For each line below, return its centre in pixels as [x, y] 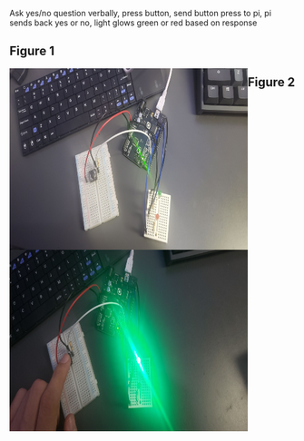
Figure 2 [272, 82]
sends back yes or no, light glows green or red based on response [133, 23]
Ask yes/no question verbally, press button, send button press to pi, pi [141, 13]
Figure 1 [32, 51]
